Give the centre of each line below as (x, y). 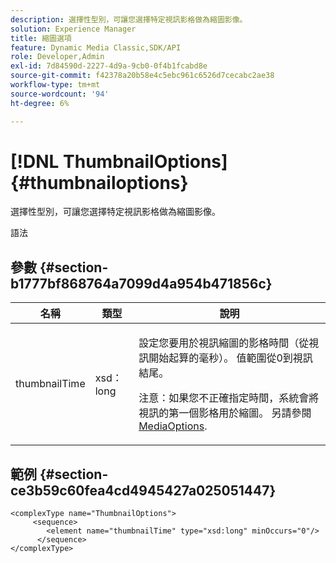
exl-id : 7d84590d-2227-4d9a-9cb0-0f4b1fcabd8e (109, 66)
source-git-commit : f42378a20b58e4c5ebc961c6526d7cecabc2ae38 (142, 76)
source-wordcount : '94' (60, 94)
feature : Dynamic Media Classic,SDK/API (96, 47)
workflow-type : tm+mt (55, 85)
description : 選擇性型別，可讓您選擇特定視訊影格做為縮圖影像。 (129, 19)
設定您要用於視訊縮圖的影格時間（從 (224, 343)
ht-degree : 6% (40, 103)
